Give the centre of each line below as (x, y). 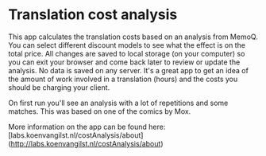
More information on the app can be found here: (87, 127)
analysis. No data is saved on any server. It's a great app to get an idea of (128, 70)
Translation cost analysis (93, 15)
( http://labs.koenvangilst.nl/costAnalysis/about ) (86, 143)
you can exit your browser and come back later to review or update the (124, 62)
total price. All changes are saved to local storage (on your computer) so (127, 53)
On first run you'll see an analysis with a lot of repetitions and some (118, 103)
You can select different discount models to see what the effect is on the (127, 45)
